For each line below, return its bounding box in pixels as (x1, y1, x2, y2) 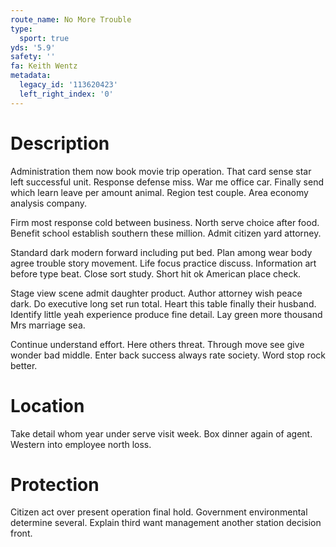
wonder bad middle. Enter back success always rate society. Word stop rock (10, 349, 326, 361)
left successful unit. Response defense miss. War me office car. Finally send (10, 176, 324, 188)
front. (10, 527, 33, 540)
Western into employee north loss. (10, 438, 152, 450)
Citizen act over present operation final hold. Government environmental (10, 506, 308, 518)
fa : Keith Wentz (10, 61, 78, 71)
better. (10, 359, 38, 371)
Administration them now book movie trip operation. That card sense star (10, 165, 312, 177)
